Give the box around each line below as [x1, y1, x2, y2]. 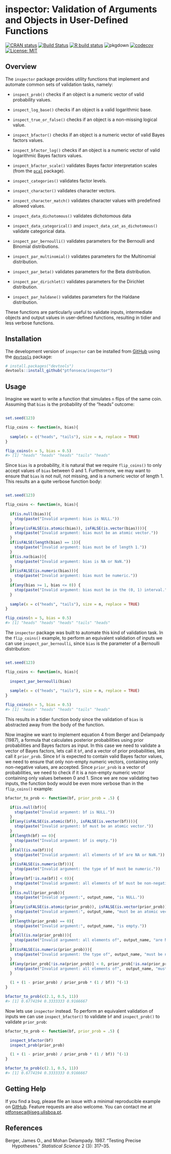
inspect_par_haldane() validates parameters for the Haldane [12, 293, 140, 299]
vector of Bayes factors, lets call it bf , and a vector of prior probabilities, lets [5, 747, 165, 754]
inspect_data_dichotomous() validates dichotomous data [12, 213, 131, 219]
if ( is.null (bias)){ [10, 511, 51, 516]
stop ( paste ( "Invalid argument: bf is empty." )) [14, 838, 117, 843]
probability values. [12, 96, 52, 103]
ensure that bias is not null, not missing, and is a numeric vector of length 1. [5, 473, 164, 479]
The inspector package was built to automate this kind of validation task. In [5, 630, 163, 636]
